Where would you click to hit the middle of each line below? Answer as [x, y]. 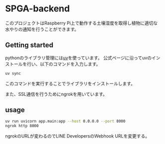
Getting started [29, 45]
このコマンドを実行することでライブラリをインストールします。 [70, 83]
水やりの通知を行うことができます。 [42, 29]
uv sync [13, 73]
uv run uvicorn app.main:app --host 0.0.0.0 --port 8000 [65, 121]
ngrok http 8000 [22, 126]
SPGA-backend [38, 9]
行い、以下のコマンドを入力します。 [64, 64]
